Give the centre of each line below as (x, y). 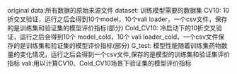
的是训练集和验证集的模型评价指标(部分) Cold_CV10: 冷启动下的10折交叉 (112, 28)
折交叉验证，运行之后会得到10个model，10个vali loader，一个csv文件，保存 (117, 19)
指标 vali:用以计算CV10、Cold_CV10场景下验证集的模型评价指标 (99, 63)
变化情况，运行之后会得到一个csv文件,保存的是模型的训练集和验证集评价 (125, 54)
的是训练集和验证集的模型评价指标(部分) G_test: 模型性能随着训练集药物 (117, 45)
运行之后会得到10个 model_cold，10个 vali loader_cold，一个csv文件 (119, 37)
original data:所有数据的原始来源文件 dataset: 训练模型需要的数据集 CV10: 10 (118, 10)
